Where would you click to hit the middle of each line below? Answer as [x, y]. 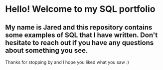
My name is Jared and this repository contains [79, 27]
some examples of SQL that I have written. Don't [81, 35]
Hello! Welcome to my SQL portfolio [80, 9]
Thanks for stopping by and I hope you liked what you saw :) [67, 62]
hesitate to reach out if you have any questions [80, 43]
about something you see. [47, 50]
